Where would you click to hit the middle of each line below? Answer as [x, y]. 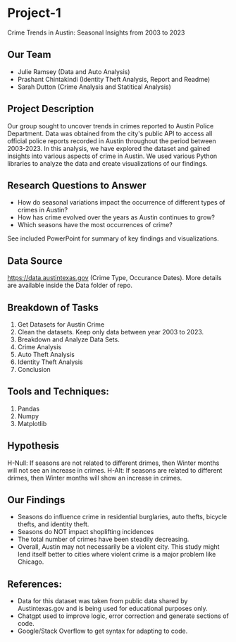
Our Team [29, 55]
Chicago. [31, 562]
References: [35, 584]
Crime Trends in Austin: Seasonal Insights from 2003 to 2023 [96, 32]
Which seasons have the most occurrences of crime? [95, 225]
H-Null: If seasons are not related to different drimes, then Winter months [113, 463]
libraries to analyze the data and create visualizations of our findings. [107, 163]
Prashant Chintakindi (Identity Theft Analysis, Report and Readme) [114, 79]
